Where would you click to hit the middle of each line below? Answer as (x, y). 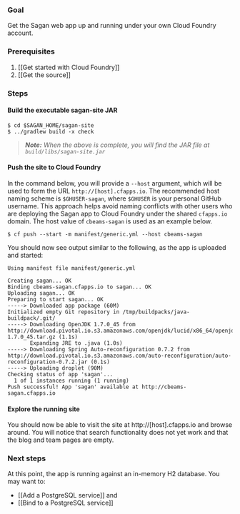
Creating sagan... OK (40, 281)
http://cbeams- (164, 387)
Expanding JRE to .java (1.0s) (76, 343)
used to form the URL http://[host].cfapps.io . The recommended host (114, 191)
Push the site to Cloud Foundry (54, 167)
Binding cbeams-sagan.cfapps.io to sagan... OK (80, 287)
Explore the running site (44, 409)
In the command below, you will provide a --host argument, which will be (115, 183)
